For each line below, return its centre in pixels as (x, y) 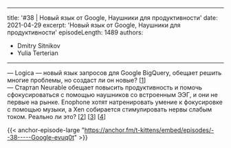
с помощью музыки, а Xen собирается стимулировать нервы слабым (110, 109)
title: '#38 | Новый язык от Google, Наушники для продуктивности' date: (112, 18)
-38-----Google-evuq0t (41, 137)
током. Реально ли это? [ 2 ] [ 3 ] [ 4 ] (57, 117)
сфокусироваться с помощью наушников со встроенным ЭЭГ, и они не (112, 95)
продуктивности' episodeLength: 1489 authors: (75, 32)
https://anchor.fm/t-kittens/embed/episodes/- (149, 130)
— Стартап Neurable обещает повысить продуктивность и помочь (105, 87)
